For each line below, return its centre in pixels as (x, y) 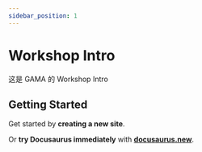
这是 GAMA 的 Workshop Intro (59, 79)
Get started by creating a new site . (67, 124)
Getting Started (48, 104)
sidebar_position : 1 (43, 16)
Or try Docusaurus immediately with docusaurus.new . (101, 140)
